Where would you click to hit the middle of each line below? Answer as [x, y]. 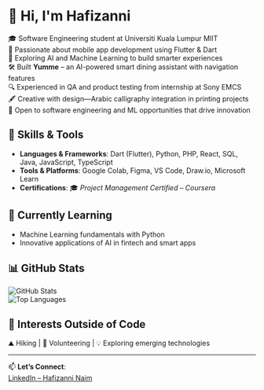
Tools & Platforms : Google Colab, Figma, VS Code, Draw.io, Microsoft [132, 170]
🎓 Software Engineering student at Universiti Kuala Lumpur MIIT [113, 38]
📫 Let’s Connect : [37, 367]
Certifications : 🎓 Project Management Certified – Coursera [117, 187]
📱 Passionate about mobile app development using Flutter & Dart [113, 50]
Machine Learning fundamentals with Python [92, 234]
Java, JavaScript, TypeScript [66, 162]
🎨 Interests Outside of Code [77, 324]
